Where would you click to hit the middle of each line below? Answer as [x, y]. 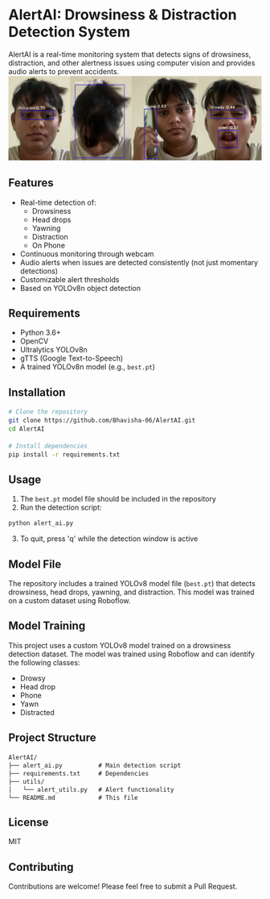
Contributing [41, 867]
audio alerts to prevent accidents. [64, 71]
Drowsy [33, 678]
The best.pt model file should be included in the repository [118, 499]
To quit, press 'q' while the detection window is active [109, 539]
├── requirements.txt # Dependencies [79, 773]
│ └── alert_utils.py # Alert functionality [91, 789]
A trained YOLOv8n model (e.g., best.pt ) [87, 367]
